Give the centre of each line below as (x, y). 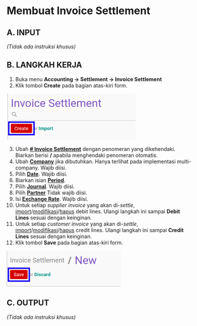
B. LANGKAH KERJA (45, 65)
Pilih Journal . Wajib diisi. (45, 186)
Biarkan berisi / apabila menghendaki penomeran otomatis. (86, 155)
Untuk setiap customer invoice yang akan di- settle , (77, 224)
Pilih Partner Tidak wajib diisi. (51, 193)
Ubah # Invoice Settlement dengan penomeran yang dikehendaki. (95, 149)
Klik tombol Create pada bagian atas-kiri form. (71, 85)
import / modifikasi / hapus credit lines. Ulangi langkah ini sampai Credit (99, 230)
